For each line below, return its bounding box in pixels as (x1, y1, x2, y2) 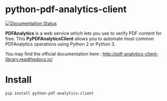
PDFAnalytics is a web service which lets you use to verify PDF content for (5, 30, 162, 36)
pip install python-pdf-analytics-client (5, 90, 94, 96)
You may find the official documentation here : (5, 51, 102, 57)
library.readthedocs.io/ (5, 56, 53, 62)
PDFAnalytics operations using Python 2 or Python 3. (5, 41, 116, 47)
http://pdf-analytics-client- (102, 51, 158, 57)
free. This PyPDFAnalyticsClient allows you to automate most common (5, 36, 154, 42)
